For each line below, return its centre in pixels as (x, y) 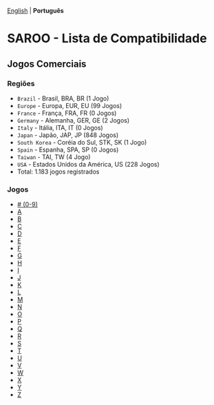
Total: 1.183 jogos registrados (58, 172)
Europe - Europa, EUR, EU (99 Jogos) (69, 105)
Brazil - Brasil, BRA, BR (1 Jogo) (63, 98)
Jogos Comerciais (47, 64)
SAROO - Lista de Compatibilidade (107, 39)
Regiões (21, 83)
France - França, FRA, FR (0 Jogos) (67, 113)
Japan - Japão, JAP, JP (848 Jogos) (68, 135)
